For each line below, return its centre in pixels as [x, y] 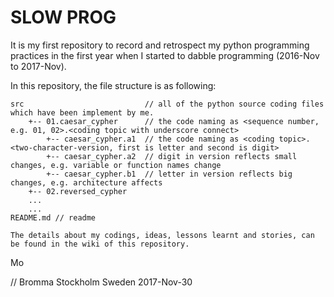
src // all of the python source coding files [167, 104]
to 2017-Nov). [38, 66]
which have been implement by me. [82, 112]
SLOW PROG [63, 17]
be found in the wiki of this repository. [100, 244]
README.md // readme [53, 217]
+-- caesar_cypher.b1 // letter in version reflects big [169, 174]
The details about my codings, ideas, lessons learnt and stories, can [162, 235]
